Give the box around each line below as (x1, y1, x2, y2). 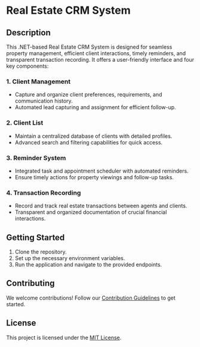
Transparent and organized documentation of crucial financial (14, 209, 167, 216)
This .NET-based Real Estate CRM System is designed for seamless (6, 43, 173, 50)
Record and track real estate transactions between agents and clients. (14, 202, 187, 210)
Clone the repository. (14, 248, 67, 255)
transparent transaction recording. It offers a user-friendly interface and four (6, 56, 195, 63)
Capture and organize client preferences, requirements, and (14, 91, 162, 98)
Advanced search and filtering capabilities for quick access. (14, 138, 163, 146)
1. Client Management (6, 77, 71, 86)
